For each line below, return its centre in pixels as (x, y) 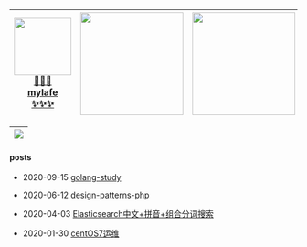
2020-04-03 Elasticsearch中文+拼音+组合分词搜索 (118, 214)
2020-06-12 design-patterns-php (86, 195)
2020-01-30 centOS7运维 (71, 233)
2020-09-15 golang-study (72, 177)
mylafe (42, 92)
